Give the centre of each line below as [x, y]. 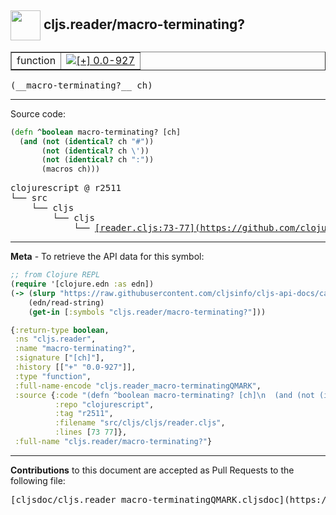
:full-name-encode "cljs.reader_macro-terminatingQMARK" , [138, 386]
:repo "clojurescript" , [104, 404]
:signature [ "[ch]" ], [59, 358]
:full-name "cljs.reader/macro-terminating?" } [113, 442]
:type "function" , [53, 376]
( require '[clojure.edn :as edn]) [82, 284]
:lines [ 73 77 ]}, [91, 432]
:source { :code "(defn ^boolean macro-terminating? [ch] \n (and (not [164, 395]
